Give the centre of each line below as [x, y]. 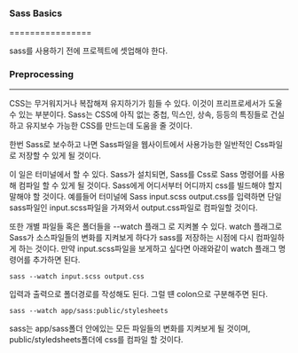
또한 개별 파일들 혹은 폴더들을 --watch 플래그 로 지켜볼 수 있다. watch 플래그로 [145, 226]
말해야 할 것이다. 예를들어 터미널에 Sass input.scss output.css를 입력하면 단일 [145, 196]
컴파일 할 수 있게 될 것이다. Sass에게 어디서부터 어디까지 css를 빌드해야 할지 [150, 185]
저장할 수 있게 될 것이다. [60, 155]
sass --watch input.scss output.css [77, 276]
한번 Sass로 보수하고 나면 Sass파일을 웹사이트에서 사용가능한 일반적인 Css [139, 144]
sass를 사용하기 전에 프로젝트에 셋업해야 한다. [89, 51]
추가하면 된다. [56, 259]
